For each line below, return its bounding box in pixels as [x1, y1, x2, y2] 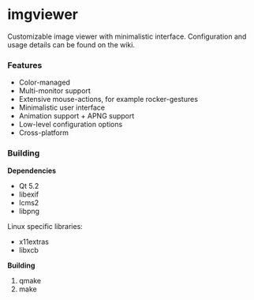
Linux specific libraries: [7, 221, 84, 231]
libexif [18, 189, 39, 199]
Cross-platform [18, 128, 69, 137]
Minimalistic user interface [18, 103, 106, 112]
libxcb [18, 245, 39, 254]
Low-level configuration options [18, 120, 123, 129]
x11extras [18, 237, 49, 246]
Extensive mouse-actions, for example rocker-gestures [18, 95, 199, 104]
